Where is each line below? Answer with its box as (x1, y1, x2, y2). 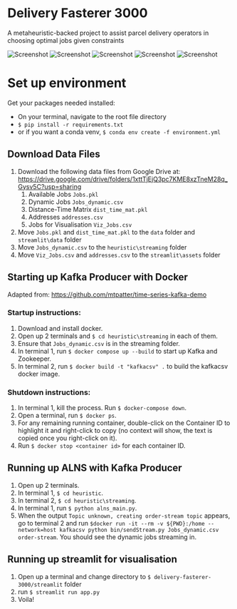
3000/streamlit (17, 581, 63, 588)
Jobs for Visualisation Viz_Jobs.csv (28, 220, 132, 229)
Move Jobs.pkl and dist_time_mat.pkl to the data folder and (17, 227, 196, 236)
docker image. (17, 369, 60, 378)
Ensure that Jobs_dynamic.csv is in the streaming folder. (17, 339, 180, 347)
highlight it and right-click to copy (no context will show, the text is (17, 426, 213, 435)
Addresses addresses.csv (28, 213, 103, 221)
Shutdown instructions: (7, 387, 91, 397)
